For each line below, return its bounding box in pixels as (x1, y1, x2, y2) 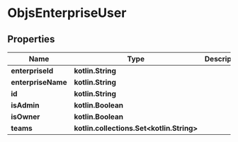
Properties (7, 33, 55, 45)
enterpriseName (11, 78, 67, 87)
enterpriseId (11, 66, 54, 76)
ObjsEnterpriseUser (7, 5, 127, 21)
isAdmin (11, 100, 40, 110)
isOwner (11, 112, 40, 122)
